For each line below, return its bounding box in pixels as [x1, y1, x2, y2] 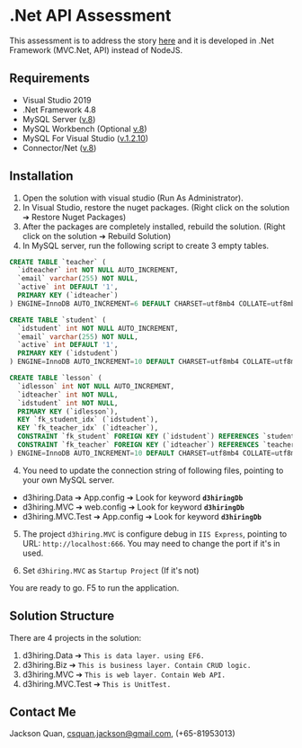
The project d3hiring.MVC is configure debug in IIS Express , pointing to [22, 528, 288, 539]
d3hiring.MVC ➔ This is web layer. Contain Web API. [22, 669, 226, 680]
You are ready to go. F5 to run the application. [9, 582, 180, 593]
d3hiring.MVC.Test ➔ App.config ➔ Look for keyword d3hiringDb [22, 511, 262, 521]
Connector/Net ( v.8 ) [22, 142, 97, 153]
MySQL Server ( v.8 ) [22, 113, 96, 124]
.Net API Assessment [9, 5, 172, 26]
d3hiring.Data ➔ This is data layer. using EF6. [22, 649, 205, 661]
